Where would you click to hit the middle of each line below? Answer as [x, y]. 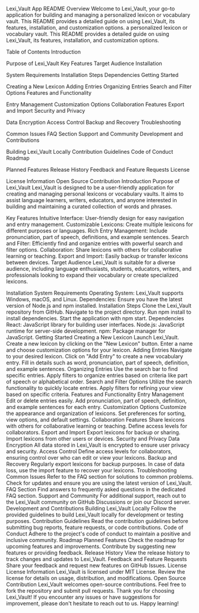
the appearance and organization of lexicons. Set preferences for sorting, [96, 413]
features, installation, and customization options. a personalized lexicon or [97, 27]
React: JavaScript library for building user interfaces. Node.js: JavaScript [96, 325]
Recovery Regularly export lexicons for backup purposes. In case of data [96, 464]
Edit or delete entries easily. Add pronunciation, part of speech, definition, [97, 401]
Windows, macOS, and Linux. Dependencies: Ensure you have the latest [94, 299]
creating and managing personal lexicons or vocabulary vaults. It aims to [95, 194]
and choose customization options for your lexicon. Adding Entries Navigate [99, 350]
